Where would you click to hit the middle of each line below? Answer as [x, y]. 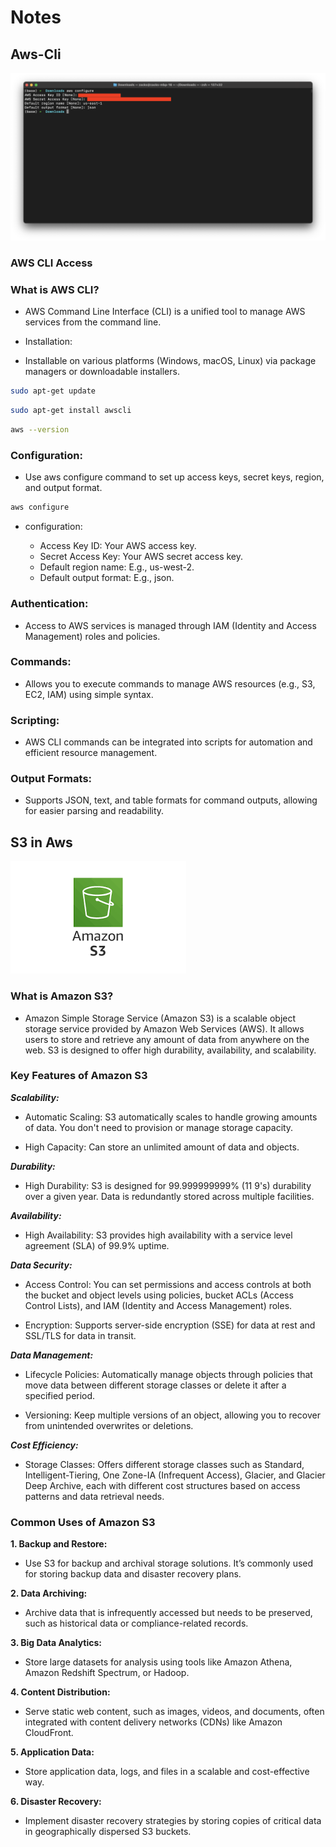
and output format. [63, 488]
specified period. [60, 1395]
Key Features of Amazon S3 [79, 1076]
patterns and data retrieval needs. [94, 1496]
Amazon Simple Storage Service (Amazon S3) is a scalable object [160, 1018]
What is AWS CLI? [55, 290]
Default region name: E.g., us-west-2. [117, 567]
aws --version [40, 430]
